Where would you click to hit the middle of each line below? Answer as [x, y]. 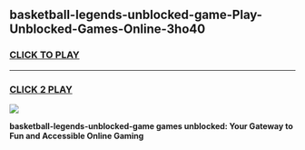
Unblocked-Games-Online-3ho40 [108, 30]
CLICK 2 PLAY [41, 89]
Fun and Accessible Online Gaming [77, 135]
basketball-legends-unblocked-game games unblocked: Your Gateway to [151, 125]
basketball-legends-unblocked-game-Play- [136, 15]
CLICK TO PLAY [44, 55]
